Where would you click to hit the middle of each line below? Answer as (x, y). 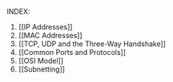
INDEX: (18, 12)
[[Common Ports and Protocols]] (72, 52)
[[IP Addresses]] (45, 27)
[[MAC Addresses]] (50, 35)
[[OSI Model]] (41, 61)
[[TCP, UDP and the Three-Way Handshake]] (92, 44)
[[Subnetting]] (41, 69)
